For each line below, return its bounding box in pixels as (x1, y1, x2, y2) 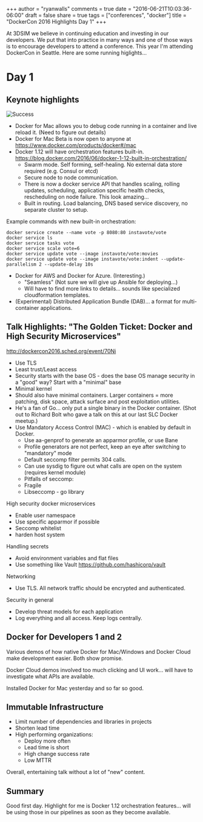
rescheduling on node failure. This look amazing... (24, 194, 149, 200)
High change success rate (24, 750, 90, 758)
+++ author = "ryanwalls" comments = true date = (6, 5, 132, 12)
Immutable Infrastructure (6, 702, 104, 712)
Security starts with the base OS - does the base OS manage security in (15, 372, 195, 379)
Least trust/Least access (15, 365, 77, 372)
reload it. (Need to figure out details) (15, 129, 106, 136)
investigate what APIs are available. (6, 673, 95, 680)
